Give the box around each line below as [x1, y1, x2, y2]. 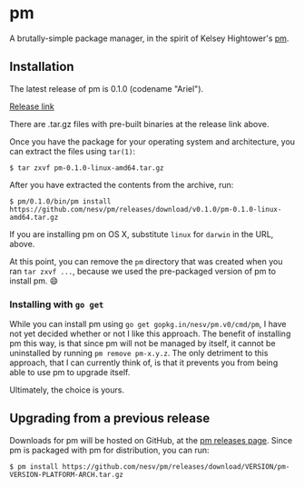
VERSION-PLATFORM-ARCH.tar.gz [9, 470, 124, 479]
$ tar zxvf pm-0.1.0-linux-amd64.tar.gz [9, 163, 165, 173]
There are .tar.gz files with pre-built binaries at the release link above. [9, 118, 270, 129]
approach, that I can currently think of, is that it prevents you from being [9, 357, 279, 368]
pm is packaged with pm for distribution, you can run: [9, 444, 211, 455]
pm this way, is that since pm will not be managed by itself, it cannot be [9, 338, 276, 349]
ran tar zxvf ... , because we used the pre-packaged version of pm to [9, 265, 277, 276]
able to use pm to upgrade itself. [9, 367, 131, 378]
